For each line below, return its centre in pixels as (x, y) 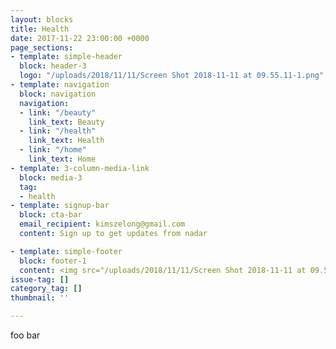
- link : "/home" (53, 150)
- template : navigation (60, 85)
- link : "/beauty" (58, 112)
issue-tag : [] (40, 279)
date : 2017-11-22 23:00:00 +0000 (80, 38)
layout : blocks (42, 19)
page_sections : (42, 47)
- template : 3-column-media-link (80, 168)
